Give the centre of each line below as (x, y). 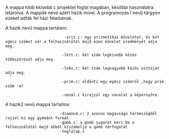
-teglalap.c (72, 131)
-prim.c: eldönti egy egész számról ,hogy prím (113, 82)
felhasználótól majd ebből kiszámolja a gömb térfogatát (67, 127)
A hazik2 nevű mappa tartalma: (38, 104)
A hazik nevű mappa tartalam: (36, 28)
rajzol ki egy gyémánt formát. (38, 118)
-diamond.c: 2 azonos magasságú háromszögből (108, 114)
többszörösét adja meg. (30, 59)
